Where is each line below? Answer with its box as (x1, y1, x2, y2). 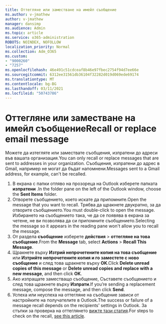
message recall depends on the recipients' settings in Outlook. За (12, 303, 147, 309)
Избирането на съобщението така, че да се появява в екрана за (12, 212, 150, 218)
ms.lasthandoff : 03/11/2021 (5, 86, 64, 91)
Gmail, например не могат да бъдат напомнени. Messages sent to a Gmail (5, 165, 160, 172)
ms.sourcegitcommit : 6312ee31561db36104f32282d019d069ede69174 (5, 72, 139, 77)
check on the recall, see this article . (12, 313, 85, 319)
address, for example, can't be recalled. (5, 171, 87, 177)
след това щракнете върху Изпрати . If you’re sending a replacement (12, 281, 156, 287)
